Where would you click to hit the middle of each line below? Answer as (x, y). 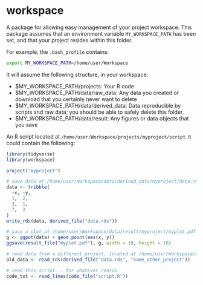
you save (26, 125)
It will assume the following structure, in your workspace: (77, 74)
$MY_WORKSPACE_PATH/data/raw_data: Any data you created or (97, 93)
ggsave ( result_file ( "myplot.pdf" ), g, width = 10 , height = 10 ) (89, 243)
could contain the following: (41, 143)
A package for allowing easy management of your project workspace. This (99, 27)
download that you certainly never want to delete (76, 99)
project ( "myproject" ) (34, 171)
